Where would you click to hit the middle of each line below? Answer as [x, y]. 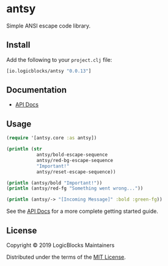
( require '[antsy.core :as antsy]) [52, 138]
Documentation [37, 90]
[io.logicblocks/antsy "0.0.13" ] [49, 71]
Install [18, 45]
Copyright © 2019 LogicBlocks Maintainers [60, 245]
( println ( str [24, 149]
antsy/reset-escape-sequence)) [76, 172]
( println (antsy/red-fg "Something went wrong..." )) [75, 188]
